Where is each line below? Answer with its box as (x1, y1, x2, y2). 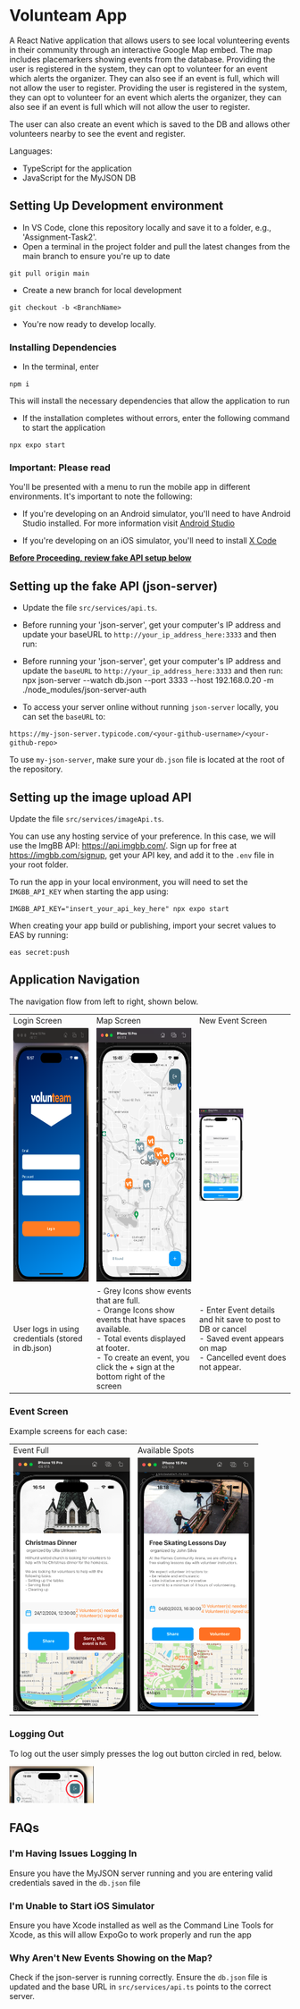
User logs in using (12, 1324, 79, 1335)
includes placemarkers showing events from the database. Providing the (9, 54, 276, 64)
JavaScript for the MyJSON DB (21, 172, 137, 183)
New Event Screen (199, 1015, 268, 1026)
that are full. (96, 1296, 140, 1306)
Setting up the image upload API (9, 789, 192, 805)
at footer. (96, 1343, 130, 1354)
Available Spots (137, 1445, 195, 1456)
